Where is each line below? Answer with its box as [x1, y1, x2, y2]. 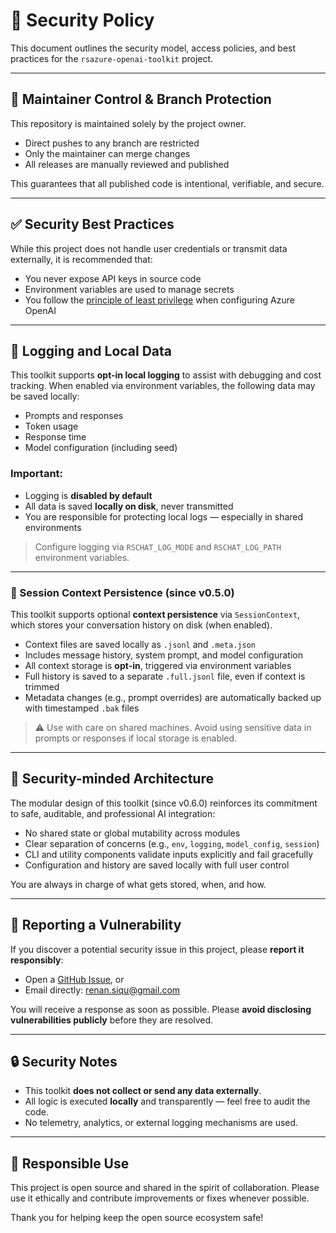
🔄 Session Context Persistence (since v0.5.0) [10, 585, 235, 599]
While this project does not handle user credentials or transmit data [10, 242, 288, 254]
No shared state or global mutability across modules [24, 827, 241, 839]
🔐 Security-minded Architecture [10, 770, 214, 788]
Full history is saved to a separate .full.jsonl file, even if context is [24, 670, 306, 682]
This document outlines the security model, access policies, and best [10, 42, 297, 54]
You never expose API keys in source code [24, 272, 202, 284]
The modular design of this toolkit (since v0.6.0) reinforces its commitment [10, 797, 318, 809]
